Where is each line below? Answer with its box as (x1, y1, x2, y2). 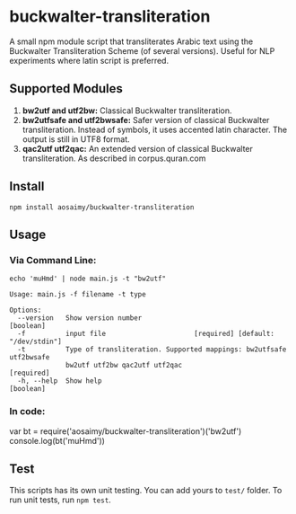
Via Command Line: (9, 253, 97, 266)
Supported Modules (9, 81, 124, 96)
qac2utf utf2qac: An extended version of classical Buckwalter (22, 143, 254, 154)
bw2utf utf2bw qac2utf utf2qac (65, 361, 182, 370)
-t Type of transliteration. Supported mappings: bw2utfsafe (17, 345, 287, 354)
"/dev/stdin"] (9, 337, 63, 347)
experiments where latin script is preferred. (9, 55, 169, 66)
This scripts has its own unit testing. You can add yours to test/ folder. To (9, 485, 283, 496)
